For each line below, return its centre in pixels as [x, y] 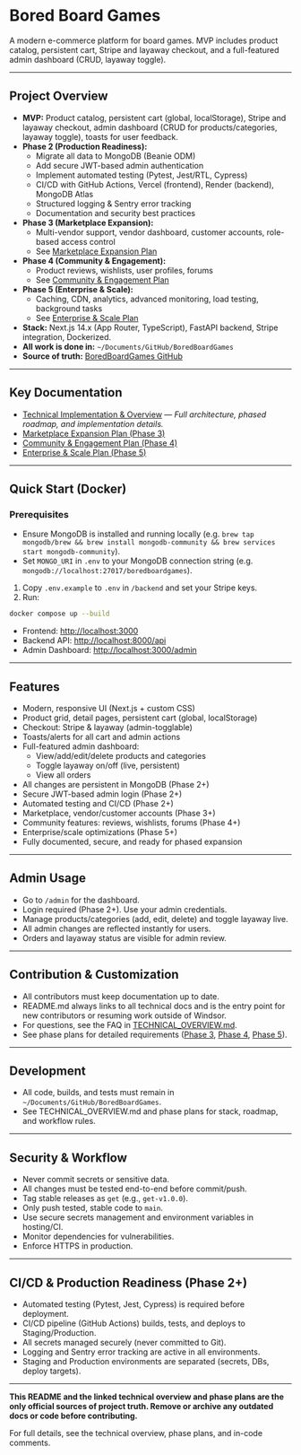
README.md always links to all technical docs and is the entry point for [154, 1006]
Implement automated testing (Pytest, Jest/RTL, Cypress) [142, 175]
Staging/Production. [59, 1333]
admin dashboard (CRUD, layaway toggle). [88, 59]
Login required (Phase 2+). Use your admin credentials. [125, 909]
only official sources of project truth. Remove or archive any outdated [142, 1406]
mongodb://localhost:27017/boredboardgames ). [107, 571]
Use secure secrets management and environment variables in [138, 1217]
